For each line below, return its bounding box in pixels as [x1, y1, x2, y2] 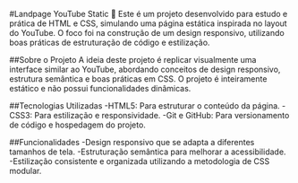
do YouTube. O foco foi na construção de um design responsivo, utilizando [9, 28, 285, 38]
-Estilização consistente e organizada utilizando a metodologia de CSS [9, 156, 270, 166]
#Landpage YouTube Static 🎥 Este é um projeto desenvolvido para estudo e [9, 9, 288, 19]
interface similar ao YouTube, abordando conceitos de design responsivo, [9, 64, 281, 74]
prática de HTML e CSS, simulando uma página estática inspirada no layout [9, 18, 288, 29]
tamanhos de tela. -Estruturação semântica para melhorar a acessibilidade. [9, 146, 286, 157]
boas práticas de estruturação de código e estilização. [9, 37, 210, 48]
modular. [9, 166, 42, 176]
